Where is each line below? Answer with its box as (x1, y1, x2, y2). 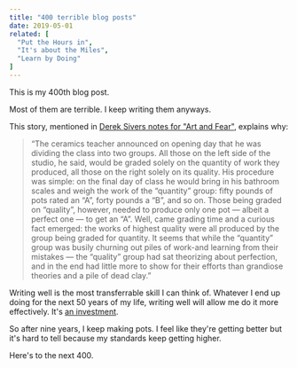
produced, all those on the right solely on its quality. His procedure (30, 166, 275, 177)
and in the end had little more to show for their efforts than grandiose (30, 261, 284, 271)
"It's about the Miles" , (17, 46, 109, 55)
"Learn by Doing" (17, 54, 82, 63)
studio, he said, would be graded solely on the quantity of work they (30, 157, 280, 168)
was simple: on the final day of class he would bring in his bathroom (30, 176, 280, 186)
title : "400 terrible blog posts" (9, 12, 137, 22)
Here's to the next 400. (9, 349, 94, 360)
